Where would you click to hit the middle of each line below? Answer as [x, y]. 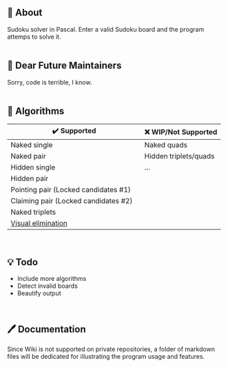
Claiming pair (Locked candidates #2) [72, 201]
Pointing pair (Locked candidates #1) [71, 190]
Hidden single [33, 167]
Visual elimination [39, 223]
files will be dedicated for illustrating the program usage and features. [106, 357]
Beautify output [39, 293]
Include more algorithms [52, 279]
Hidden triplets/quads [179, 156]
